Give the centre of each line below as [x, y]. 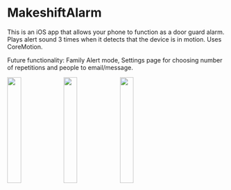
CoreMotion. [25, 46]
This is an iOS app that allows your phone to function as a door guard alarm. [116, 32]
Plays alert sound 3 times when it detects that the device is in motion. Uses [114, 39]
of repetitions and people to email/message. [70, 67]
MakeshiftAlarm [54, 13]
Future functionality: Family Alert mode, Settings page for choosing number [115, 60]
